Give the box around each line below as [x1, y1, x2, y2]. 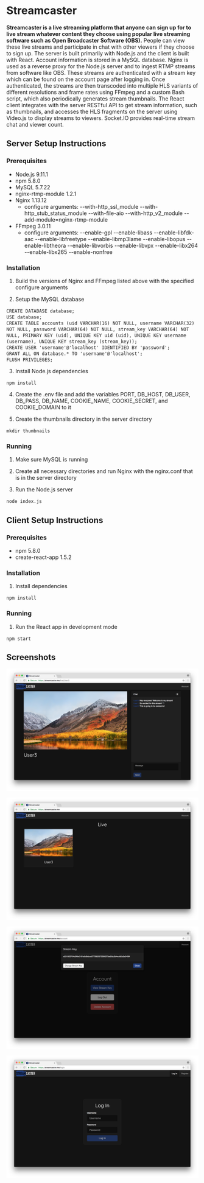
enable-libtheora [24, 242, 66, 249]
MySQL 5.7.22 [15, 183, 51, 191]
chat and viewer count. [6, 121, 64, 128]
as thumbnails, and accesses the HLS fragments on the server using [6, 108, 178, 115]
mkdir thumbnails [6, 427, 51, 434]
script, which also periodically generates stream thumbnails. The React [6, 95, 185, 102]
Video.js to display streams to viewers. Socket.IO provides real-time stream [6, 114, 195, 122]
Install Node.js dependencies [15, 367, 88, 374]
